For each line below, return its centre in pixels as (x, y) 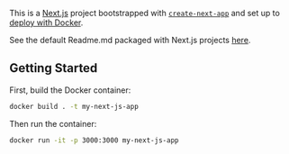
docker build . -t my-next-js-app (74, 106)
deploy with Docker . (46, 23)
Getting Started (54, 68)
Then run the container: (53, 123)
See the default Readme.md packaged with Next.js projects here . (130, 40)
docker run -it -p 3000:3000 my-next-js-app (94, 140)
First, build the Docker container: (70, 90)
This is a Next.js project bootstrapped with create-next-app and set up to (145, 13)
